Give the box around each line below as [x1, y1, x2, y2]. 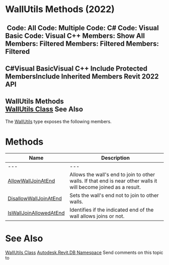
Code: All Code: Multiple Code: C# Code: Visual [7, 24, 159, 32]
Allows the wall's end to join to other [69, 171, 155, 178]
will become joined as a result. [69, 183, 141, 190]
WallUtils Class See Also [5, 105, 83, 114]
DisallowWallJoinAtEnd [8, 195, 62, 202]
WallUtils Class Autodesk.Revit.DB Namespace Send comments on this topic [5, 249, 163, 255]
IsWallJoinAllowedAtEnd [8, 209, 65, 216]
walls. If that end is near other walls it [69, 177, 157, 184]
